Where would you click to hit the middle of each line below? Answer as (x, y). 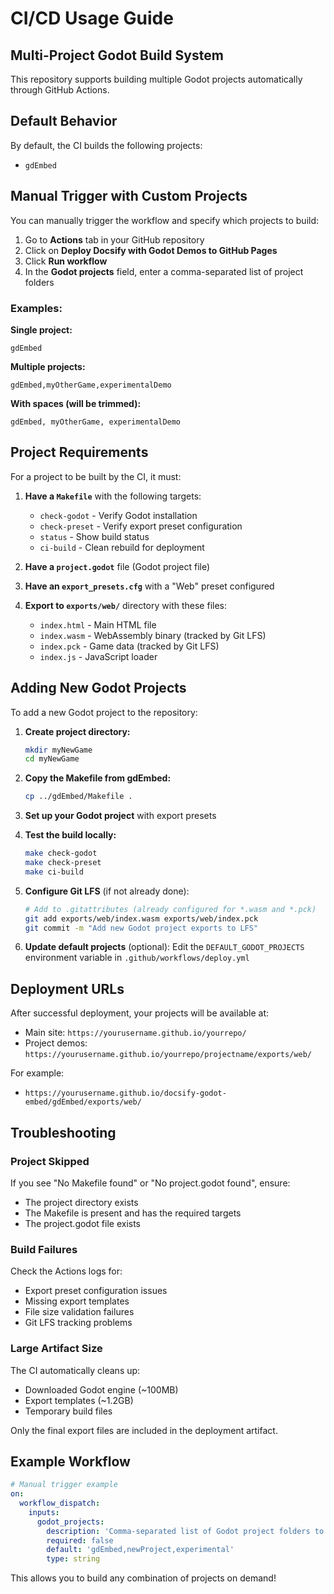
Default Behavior (64, 121)
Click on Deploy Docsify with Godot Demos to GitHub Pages (151, 250)
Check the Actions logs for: (66, 1271)
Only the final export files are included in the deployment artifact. (144, 1430)
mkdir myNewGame (58, 750)
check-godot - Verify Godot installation (118, 515)
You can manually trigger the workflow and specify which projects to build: (165, 220)
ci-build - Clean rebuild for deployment (122, 547)
